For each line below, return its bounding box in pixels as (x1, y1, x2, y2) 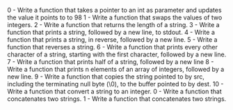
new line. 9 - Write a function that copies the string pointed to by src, (7, 72, 205, 81)
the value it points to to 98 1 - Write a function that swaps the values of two (7, 13, 223, 22)
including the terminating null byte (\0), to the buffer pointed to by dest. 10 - (7, 80, 224, 88)
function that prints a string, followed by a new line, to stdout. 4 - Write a (7, 28, 216, 36)
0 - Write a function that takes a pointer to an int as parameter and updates (7, 6, 222, 14)
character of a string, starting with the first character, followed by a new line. (7, 50, 227, 58)
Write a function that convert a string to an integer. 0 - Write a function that (7, 87, 223, 95)
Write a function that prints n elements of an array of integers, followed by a (7, 65, 225, 73)
